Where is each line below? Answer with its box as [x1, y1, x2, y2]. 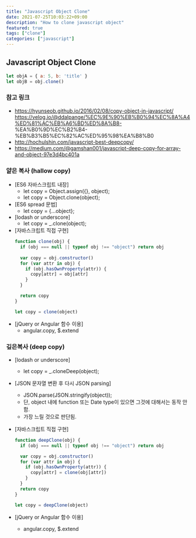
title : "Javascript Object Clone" [6, 8, 91, 15]
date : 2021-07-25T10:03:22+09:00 [6, 14, 88, 20]
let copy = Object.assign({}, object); [23, 188, 110, 195]
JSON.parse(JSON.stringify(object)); [23, 391, 112, 398]
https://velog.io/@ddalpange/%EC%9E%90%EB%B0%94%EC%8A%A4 [14, 113, 190, 120]
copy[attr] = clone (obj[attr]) [30, 470, 107, 476]
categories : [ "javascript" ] [6, 36, 75, 42]
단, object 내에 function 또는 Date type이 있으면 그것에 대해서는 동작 [23, 398, 181, 405]
